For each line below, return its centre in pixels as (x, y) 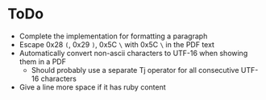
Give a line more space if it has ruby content (92, 87)
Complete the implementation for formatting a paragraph (113, 36)
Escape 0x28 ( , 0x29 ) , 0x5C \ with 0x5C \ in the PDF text (117, 44)
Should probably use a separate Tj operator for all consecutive (135, 70)
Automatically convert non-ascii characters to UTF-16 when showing (133, 53)
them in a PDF (42, 62)
